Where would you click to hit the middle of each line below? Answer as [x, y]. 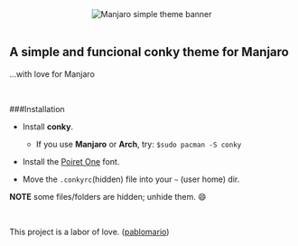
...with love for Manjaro [52, 74]
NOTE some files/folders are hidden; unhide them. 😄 [108, 196]
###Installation [37, 109]
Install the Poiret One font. [71, 161]
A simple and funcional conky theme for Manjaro [149, 52]
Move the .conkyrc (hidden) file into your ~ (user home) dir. [131, 179]
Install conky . [48, 127]
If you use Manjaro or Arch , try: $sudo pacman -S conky [139, 144]
